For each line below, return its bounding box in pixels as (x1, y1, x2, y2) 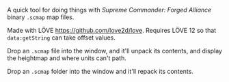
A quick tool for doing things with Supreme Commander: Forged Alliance (7, 6, 212, 14)
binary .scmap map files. (7, 13, 75, 21)
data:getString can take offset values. (7, 33, 116, 42)
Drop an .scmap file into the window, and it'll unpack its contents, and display (7, 47, 222, 55)
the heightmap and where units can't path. (7, 54, 126, 62)
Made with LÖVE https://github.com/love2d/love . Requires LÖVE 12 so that (7, 27, 217, 34)
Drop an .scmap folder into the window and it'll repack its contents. (7, 68, 193, 75)
